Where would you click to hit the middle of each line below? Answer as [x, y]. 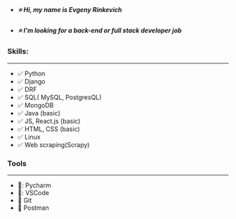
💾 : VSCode [33, 193]
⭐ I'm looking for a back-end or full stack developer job [99, 30]
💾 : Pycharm [34, 185]
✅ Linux [29, 137]
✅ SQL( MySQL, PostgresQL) [59, 97]
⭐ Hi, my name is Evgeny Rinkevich [70, 9]
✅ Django [31, 81]
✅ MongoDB [35, 105]
